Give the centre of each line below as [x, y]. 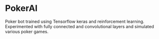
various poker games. [27, 31]
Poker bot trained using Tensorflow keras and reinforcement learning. [75, 21]
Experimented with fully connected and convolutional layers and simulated [79, 26]
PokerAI [21, 8]
